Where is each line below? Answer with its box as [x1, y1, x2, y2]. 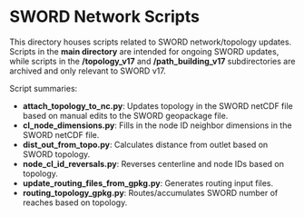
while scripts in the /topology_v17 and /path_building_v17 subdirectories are [9, 55, 296, 66]
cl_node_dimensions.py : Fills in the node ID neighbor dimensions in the [22, 120, 292, 131]
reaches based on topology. [22, 197, 128, 208]
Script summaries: [9, 83, 78, 94]
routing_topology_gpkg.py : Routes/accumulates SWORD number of [22, 187, 279, 198]
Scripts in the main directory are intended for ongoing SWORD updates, [9, 45, 279, 56]
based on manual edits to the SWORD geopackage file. [22, 110, 229, 121]
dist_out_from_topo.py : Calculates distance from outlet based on [22, 139, 269, 150]
